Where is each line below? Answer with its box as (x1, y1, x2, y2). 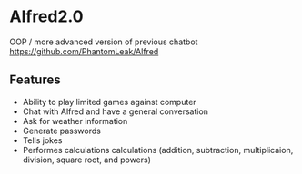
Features (9, 72, 61, 88)
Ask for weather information (22, 115, 128, 126)
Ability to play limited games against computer (22, 96, 197, 107)
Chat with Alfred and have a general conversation (22, 106, 209, 117)
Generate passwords (22, 125, 102, 136)
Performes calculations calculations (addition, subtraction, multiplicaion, (22, 144, 294, 155)
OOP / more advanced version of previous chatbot (9, 36, 198, 47)
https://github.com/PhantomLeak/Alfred (9, 45, 159, 56)
